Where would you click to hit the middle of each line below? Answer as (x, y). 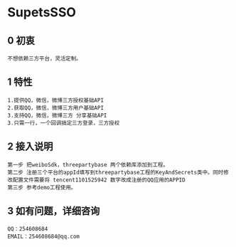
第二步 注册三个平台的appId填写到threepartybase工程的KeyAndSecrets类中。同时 (116, 172)
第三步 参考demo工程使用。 (42, 187)
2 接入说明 (30, 147)
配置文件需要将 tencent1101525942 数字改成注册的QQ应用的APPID (99, 180)
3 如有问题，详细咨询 (54, 211)
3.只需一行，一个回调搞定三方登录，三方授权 (64, 123)
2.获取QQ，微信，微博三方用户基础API (56, 107)
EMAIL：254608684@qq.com (44, 237)
